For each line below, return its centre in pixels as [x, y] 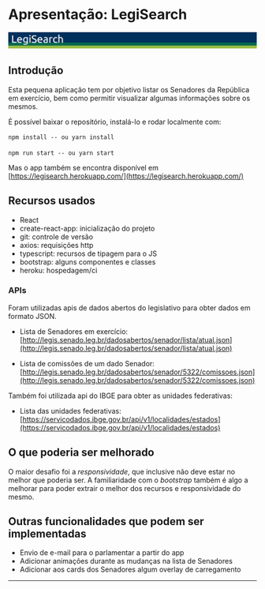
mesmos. [23, 106]
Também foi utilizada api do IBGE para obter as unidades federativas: [120, 396]
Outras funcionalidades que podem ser [106, 521]
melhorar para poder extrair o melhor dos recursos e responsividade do [125, 488]
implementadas [47, 534]
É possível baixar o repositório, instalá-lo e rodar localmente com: [115, 122]
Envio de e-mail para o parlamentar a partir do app [102, 553]
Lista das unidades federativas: [70, 411]
